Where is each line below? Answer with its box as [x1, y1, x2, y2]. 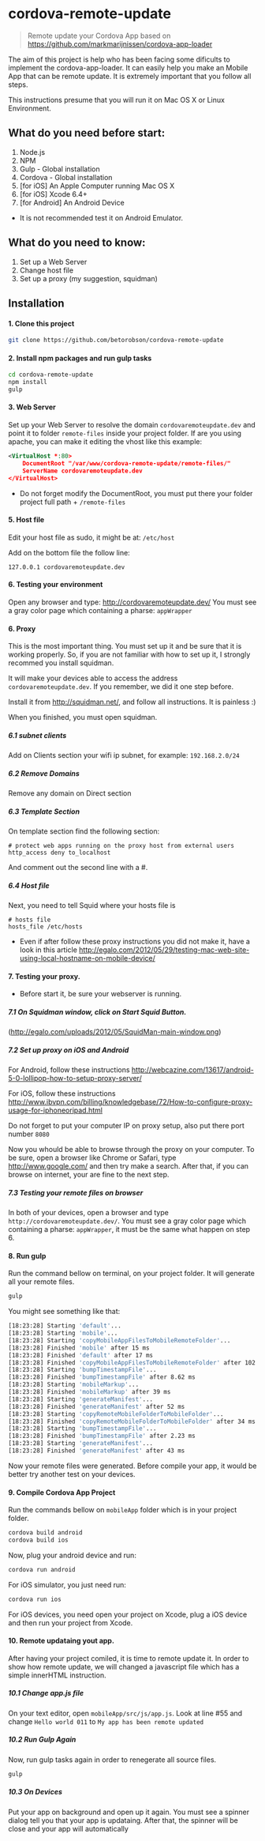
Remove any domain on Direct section [8, 789, 132, 798]
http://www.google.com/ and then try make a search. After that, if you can [8, 1161, 249, 1171]
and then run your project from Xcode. [8, 1617, 133, 1628]
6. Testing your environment [8, 580, 103, 589]
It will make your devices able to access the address [8, 673, 178, 683]
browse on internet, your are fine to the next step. [8, 1170, 170, 1180]
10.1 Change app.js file [8, 1689, 84, 1698]
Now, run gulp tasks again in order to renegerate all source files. [8, 1755, 217, 1764]
